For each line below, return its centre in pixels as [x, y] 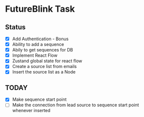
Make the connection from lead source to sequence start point [75, 105]
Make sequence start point [39, 99]
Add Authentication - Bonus [40, 39]
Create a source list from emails [44, 67]
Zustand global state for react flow [47, 61]
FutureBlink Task [40, 9]
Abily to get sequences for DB [43, 50]
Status [15, 27]
